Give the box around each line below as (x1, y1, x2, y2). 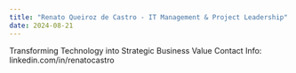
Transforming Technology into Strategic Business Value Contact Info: (9, 45, 262, 55)
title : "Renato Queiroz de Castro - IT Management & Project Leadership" (9, 12, 289, 22)
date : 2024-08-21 (9, 21, 74, 30)
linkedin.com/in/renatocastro (9, 55, 115, 65)
